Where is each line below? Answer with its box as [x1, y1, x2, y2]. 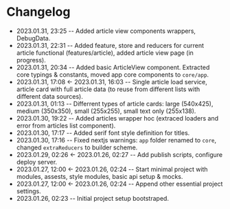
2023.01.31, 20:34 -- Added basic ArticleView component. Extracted [16, 63, 210, 71]
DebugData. [16, 34, 51, 42]
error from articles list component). [16, 121, 116, 130]
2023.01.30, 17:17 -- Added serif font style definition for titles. [16, 128, 190, 137]
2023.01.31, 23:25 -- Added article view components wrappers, [16, 27, 196, 35]
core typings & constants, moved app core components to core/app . [16, 70, 209, 79]
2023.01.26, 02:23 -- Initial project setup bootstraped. [16, 194, 170, 202]
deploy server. [16, 158, 58, 166]
